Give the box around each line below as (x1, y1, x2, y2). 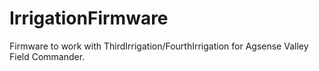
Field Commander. (9, 50, 86, 62)
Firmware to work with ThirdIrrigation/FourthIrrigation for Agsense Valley (9, 40, 309, 52)
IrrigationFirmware (9, 7, 169, 30)
